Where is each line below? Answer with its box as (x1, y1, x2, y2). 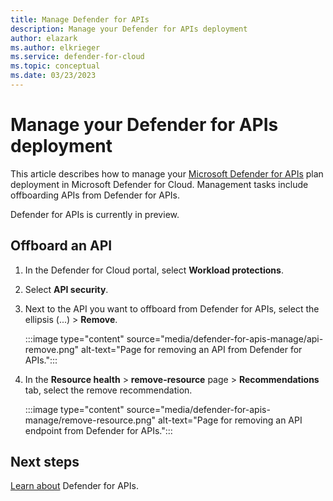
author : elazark (10, 33, 78, 43)
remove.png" (24, 343, 80, 355)
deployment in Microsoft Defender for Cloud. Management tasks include (10, 178, 309, 190)
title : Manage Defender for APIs (10, 14, 150, 25)
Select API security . (24, 283, 109, 295)
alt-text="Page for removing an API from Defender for (81, 343, 303, 355)
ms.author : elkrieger (10, 42, 101, 53)
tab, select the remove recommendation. (24, 384, 193, 396)
